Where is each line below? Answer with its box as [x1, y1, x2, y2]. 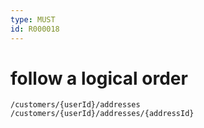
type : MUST [10, 14, 56, 25]
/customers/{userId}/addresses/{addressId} [10, 109, 195, 119]
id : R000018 [10, 24, 60, 34]
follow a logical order [10, 67, 188, 90]
